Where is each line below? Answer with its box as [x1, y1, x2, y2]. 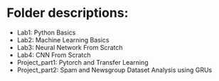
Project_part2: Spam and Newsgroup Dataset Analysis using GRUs [16, 66, 213, 74]
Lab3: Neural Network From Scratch [16, 43, 123, 51]
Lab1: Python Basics [16, 28, 76, 37]
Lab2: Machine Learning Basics [16, 35, 109, 44]
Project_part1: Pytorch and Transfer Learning [16, 58, 149, 66]
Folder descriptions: [6, 5, 129, 21]
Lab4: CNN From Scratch [16, 51, 91, 59]
